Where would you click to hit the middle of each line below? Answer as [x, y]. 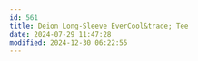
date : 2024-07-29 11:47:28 [60, 34]
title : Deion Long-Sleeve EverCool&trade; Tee [99, 26]
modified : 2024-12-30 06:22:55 [69, 43]
